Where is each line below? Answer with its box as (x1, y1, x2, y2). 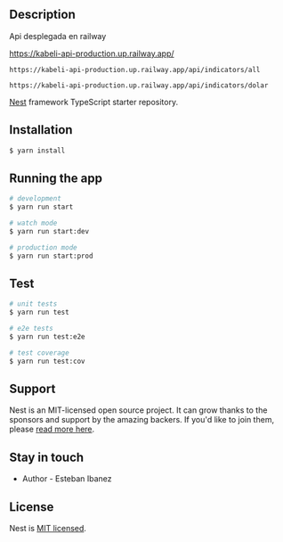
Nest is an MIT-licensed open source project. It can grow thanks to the (9, 405, 268, 415)
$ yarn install (9, 146, 66, 155)
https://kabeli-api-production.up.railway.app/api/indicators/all (9, 65, 261, 74)
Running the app (9, 170, 102, 185)
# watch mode (9, 218, 58, 228)
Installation (9, 122, 73, 137)
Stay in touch (9, 449, 85, 464)
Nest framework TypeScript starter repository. (9, 96, 179, 107)
